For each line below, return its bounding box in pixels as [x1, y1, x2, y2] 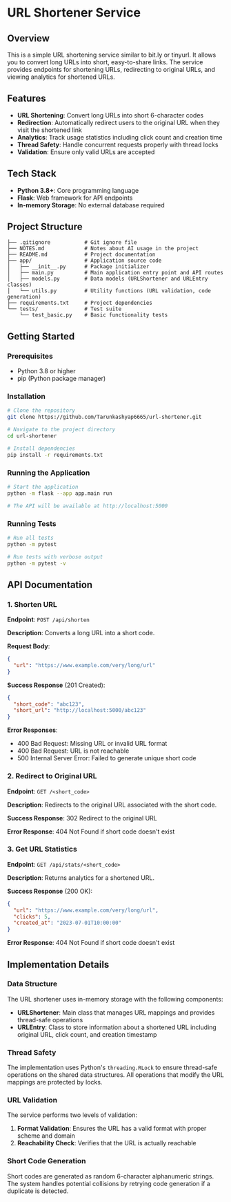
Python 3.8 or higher [17, 367, 76, 375]
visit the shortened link [17, 126, 83, 134]
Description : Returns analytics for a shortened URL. [7, 873, 155, 882]
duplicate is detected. [7, 1187, 69, 1195]
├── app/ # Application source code [7, 257, 162, 264]
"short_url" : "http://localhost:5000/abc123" [13, 707, 147, 714]
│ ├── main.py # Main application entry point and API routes [7, 270, 224, 276]
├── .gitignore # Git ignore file [7, 239, 137, 246]
